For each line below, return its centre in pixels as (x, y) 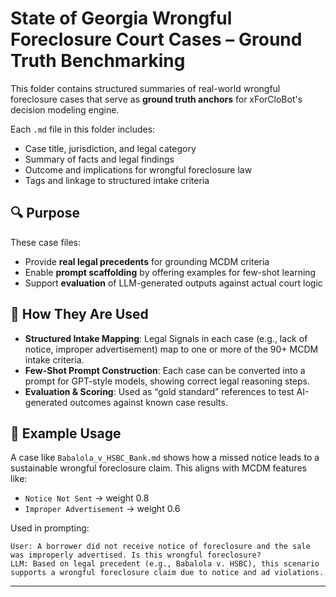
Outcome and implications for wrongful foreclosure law (138, 169)
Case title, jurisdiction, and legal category (110, 148)
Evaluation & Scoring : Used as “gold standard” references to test (159, 391)
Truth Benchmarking (98, 61)
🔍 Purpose (45, 213)
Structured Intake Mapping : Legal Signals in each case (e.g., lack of (166, 338)
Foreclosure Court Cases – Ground (156, 39)
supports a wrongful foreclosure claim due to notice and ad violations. (167, 573)
